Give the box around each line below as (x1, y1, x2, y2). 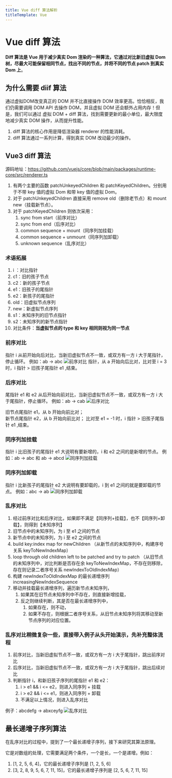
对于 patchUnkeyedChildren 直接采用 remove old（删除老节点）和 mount (12, 195, 167, 201)
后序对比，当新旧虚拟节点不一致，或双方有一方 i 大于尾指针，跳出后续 (12, 665, 161, 671)
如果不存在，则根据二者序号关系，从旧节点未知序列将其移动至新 (28, 611, 163, 617)
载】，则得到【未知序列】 (12, 521, 65, 528)
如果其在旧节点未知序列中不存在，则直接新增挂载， (20, 591, 129, 597)
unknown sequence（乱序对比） (20, 240, 89, 247)
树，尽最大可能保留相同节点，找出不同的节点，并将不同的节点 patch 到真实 (5, 60, 164, 67)
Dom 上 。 (5, 67, 26, 73)
